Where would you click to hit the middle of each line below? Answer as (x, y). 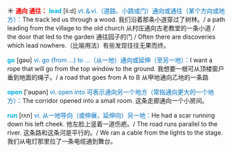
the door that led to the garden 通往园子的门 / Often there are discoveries (111, 37)
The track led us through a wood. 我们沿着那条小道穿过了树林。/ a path (124, 19)
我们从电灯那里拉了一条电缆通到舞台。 (62, 141)
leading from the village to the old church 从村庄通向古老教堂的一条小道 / (111, 28)
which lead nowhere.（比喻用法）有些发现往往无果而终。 (88, 45)
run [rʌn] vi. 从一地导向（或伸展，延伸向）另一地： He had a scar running (111, 115)
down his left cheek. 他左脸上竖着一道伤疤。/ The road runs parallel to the (113, 124)
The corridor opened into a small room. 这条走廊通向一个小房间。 (115, 101)
